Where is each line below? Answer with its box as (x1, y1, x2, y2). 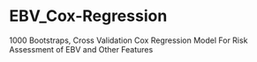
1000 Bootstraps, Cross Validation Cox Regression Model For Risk (9, 35, 248, 45)
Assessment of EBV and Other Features (9, 44, 154, 54)
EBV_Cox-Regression (9, 6, 168, 26)
